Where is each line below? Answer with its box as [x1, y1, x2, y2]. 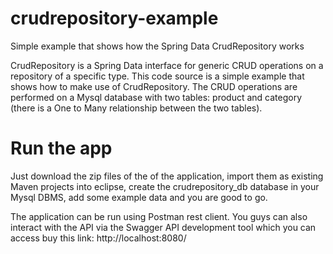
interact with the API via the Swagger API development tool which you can [10, 221, 317, 233]
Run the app [10, 137, 113, 160]
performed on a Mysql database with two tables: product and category [10, 91, 303, 103]
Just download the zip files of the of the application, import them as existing [10, 170, 324, 182]
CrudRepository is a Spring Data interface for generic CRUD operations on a [10, 59, 324, 71]
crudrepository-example [10, 7, 219, 30]
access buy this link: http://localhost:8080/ [10, 232, 187, 244]
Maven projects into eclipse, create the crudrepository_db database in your [10, 180, 320, 192]
